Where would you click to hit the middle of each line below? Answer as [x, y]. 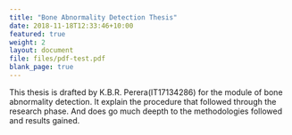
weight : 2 [28, 42]
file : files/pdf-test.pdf [57, 59]
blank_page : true [42, 67]
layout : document [42, 51]
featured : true [38, 34]
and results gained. [45, 120]
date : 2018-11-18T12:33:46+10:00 [71, 26]
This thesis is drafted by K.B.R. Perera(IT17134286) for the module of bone [146, 92]
